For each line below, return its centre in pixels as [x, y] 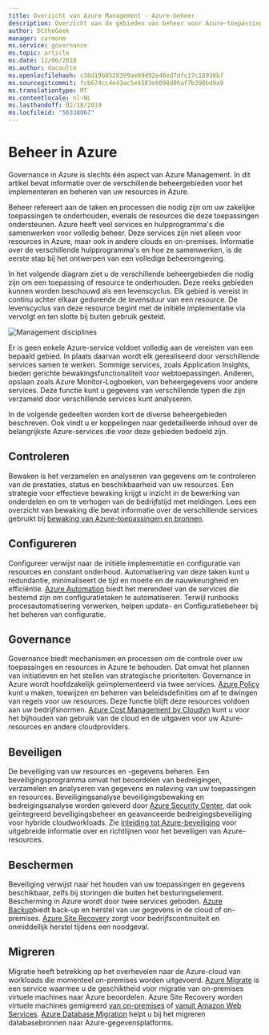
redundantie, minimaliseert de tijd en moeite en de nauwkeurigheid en [123, 580]
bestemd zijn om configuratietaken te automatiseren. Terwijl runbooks [124, 597]
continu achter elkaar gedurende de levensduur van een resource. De [123, 299]
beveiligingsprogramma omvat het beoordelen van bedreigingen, [115, 780]
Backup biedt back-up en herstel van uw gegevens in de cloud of [115, 910]
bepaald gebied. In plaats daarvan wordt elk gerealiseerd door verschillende [134, 356]
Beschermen [41, 865]
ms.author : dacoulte [43, 68]
